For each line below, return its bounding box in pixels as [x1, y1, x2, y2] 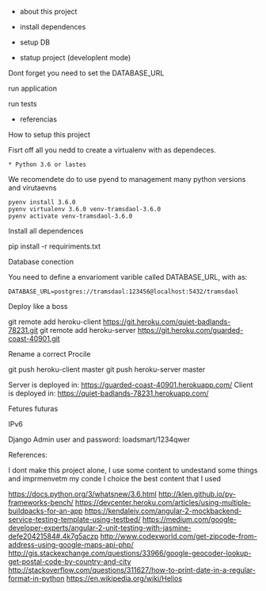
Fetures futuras [8, 404, 59, 413]
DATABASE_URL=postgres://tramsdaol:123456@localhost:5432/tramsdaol [8, 288, 239, 295]
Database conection [8, 257, 74, 266]
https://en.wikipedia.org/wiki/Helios [66, 574, 183, 583]
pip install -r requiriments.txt [8, 241, 101, 251]
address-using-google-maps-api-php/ [8, 540, 134, 549]
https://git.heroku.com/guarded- [137, 326, 244, 334]
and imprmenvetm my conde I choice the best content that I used [8, 474, 222, 483]
